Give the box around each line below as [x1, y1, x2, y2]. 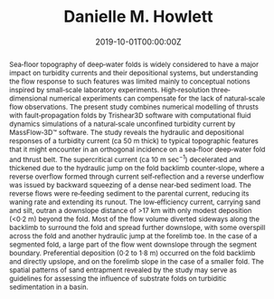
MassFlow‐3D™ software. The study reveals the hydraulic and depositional [8, 127, 244, 137]
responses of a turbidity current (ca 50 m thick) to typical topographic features [8, 136, 260, 146]
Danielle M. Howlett [63, 6, 213, 27]
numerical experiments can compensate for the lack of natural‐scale [49, 93, 266, 103]
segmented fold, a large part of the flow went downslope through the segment [8, 239, 258, 249]
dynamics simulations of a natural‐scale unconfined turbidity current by [8, 119, 236, 129]
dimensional [8, 93, 48, 103]
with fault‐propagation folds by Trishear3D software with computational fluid [8, 111, 251, 120]
